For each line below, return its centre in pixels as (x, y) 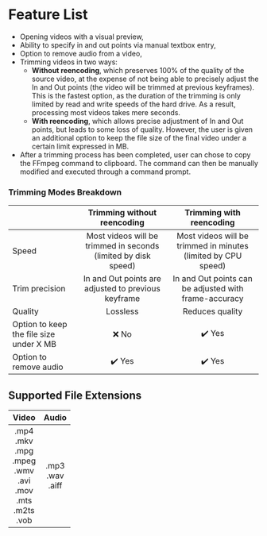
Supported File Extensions (75, 395)
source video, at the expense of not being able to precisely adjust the (145, 79)
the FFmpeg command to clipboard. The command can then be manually (139, 163)
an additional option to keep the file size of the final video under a (139, 137)
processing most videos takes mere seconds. (106, 112)
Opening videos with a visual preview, (82, 37)
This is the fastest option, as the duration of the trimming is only (136, 95)
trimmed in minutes (213, 246)
